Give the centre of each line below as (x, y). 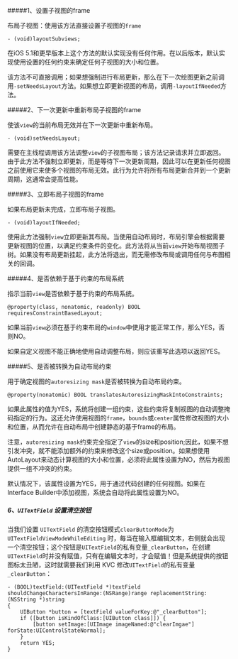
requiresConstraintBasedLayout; (55, 313)
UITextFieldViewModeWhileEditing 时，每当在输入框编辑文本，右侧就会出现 (116, 538)
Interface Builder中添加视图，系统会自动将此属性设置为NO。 (95, 492)
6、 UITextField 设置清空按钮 (50, 510)
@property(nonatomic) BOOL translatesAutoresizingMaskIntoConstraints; (115, 395)
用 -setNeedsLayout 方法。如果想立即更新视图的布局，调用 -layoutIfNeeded (114, 86)
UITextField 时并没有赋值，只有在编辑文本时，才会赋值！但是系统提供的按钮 (118, 555)
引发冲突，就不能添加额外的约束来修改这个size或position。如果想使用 (109, 451)
